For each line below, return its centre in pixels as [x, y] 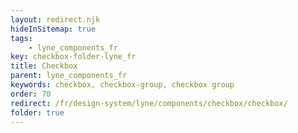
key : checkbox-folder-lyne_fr [73, 57]
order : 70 [31, 94]
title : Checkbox [44, 66]
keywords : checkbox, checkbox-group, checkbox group [122, 85]
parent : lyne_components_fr [69, 76]
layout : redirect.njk [55, 19]
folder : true [37, 112]
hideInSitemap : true [53, 29]
